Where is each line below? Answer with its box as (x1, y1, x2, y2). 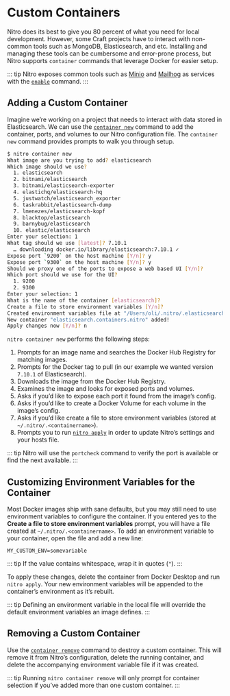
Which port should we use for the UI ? (7, 272, 118, 278)
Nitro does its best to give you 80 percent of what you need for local (7, 27, 200, 36)
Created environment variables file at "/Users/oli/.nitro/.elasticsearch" (7, 310, 228, 317)
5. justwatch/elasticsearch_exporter (13, 195, 121, 202)
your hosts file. (16, 435, 60, 444)
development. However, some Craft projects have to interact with (7, 34, 190, 43)
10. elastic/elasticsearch (13, 227, 90, 234)
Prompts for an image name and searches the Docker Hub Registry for (16, 348, 216, 357)
